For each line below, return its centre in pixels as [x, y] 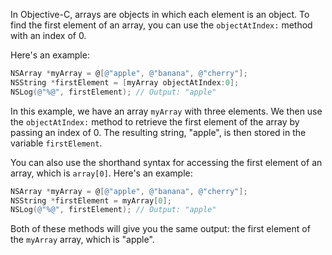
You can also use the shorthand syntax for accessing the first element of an [166, 162]
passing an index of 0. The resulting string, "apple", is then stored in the [158, 132]
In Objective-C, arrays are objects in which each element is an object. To [160, 14]
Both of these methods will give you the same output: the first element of [160, 229]
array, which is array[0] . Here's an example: [101, 173]
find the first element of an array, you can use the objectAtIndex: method [161, 25]
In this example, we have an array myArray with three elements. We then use [166, 111]
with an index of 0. [48, 35]
